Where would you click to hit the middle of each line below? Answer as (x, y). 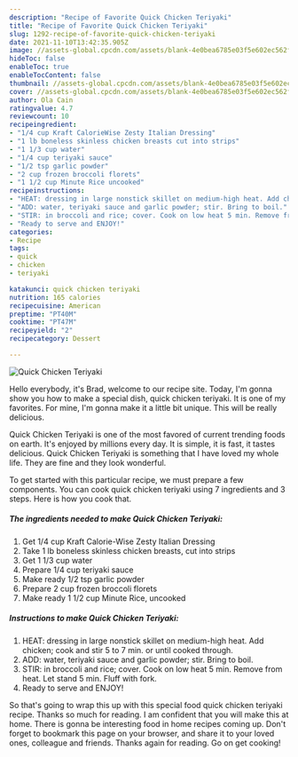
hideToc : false (37, 59)
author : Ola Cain (41, 100)
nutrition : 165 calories (55, 297)
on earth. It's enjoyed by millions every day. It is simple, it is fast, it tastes (142, 444)
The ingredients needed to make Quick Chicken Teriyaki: (116, 519)
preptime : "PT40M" (43, 314)
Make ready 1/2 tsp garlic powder (83, 579)
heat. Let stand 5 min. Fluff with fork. (89, 678)
